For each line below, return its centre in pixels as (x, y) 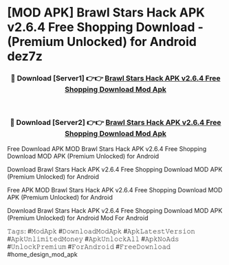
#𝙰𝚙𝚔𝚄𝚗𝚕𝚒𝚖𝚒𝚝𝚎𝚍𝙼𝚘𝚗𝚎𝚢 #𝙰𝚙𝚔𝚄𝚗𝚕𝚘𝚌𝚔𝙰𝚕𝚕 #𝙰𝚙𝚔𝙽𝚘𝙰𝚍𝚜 (93, 239)
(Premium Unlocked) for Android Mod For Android (78, 218)
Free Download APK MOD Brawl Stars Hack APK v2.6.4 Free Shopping (107, 148)
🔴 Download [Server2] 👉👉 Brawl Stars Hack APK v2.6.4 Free (116, 123)
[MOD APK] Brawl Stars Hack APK (106, 13)
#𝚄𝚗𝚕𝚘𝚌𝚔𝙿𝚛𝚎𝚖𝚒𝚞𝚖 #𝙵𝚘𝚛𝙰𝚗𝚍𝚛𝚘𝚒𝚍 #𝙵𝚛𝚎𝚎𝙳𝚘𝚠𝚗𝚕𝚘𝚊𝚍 (89, 246)
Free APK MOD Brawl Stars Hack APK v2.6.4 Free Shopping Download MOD (115, 189)
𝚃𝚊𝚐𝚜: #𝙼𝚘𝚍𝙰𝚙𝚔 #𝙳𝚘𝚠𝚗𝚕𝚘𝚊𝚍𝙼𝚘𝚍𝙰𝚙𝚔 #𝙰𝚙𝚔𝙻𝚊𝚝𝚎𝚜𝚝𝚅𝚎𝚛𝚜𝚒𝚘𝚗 (101, 231)
